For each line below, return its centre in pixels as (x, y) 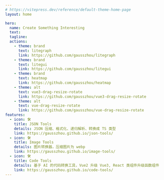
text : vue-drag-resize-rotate (49, 106)
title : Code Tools (33, 161)
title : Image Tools (34, 143)
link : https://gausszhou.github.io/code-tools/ (64, 170)
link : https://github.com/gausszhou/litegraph (67, 55)
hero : (11, 23)
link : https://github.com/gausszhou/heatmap (65, 83)
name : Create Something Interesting (47, 28)
